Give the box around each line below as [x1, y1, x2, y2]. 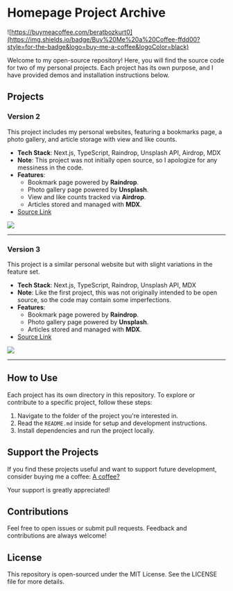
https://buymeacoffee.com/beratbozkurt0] [11, 28, 133, 36]
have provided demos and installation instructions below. [7, 71, 170, 79]
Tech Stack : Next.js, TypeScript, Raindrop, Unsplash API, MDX [17, 281, 196, 289]
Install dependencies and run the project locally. [17, 426, 155, 435]
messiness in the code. [17, 163, 84, 172]
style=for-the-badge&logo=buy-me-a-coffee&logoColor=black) [7, 42, 189, 51]
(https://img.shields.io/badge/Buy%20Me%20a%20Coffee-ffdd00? [7, 35, 200, 43]
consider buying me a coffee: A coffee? [7, 472, 120, 481]
